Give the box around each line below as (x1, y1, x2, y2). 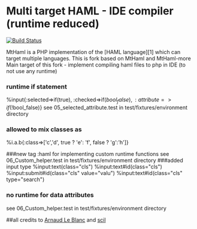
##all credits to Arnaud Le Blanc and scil (6, 216, 106, 223)
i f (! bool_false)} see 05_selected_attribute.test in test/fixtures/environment (6, 104, 187, 112)
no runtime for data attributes (6, 191, 94, 199)
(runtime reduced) (6, 17, 100, 31)
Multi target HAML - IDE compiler (6, 4, 174, 18)
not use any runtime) (6, 67, 57, 74)
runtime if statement (6, 82, 67, 91)
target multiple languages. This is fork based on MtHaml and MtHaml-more (6, 55, 192, 62)
